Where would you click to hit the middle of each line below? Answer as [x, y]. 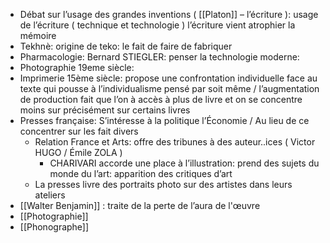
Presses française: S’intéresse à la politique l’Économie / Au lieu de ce [164, 120]
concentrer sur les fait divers [79, 131]
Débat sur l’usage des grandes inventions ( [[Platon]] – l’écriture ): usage [169, 14]
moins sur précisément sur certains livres [105, 110]
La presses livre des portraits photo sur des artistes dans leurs [163, 184]
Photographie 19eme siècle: [77, 67]
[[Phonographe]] [54, 227]
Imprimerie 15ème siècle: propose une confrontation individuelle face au [168, 78]
